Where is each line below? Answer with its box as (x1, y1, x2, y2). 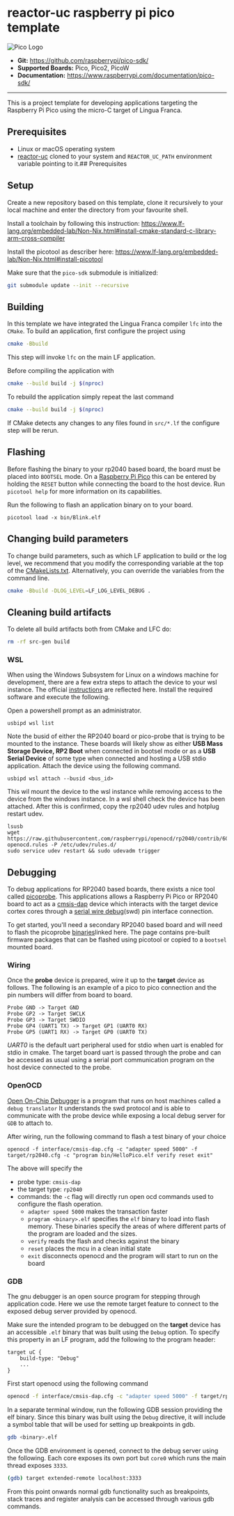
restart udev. (7, 810, 44, 818)
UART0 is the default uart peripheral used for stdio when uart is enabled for (7, 1041, 224, 1050)
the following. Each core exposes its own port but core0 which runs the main (7, 1453, 226, 1462)
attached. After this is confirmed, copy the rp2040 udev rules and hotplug (7, 802, 219, 811)
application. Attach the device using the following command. (7, 762, 181, 770)
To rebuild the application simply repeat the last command (7, 392, 174, 401)
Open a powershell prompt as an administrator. (7, 706, 142, 715)
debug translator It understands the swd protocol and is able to (7, 1103, 191, 1112)
